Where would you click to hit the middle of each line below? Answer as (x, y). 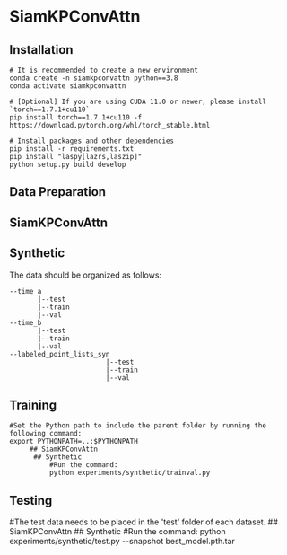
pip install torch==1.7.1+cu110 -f (76, 118)
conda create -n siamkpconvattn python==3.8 (94, 78)
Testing (31, 500)
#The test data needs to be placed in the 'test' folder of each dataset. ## (143, 522)
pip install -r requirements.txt (72, 149)
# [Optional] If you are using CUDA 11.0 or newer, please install (138, 101)
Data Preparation (57, 192)
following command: (46, 434)
